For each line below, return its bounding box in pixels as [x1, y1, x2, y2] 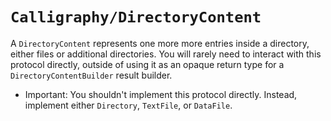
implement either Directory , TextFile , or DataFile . [24, 99, 233, 111]
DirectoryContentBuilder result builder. [10, 69, 173, 81]
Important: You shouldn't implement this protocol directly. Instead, [24, 88, 298, 100]
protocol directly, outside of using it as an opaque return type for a [10, 58, 285, 70]
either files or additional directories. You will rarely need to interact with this [10, 48, 322, 60]
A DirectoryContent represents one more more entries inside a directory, [10, 37, 310, 49]
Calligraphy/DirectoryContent [10, 8, 262, 27]
